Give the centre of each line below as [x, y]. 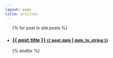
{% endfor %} [26, 51]
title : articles [21, 14]
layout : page [18, 9]
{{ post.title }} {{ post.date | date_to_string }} [60, 40]
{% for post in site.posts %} [40, 28]
